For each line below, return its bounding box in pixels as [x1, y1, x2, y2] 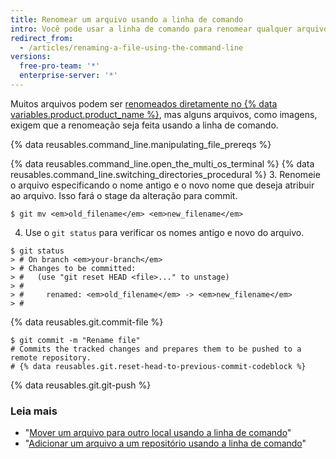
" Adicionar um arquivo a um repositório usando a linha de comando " [24, 437, 307, 450]
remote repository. [10, 352, 92, 363]
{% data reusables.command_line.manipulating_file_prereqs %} [10, 138, 272, 150]
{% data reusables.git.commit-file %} [10, 316, 164, 328]
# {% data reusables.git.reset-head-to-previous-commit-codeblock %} [10, 361, 307, 371]
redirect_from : [10, 33, 74, 43]
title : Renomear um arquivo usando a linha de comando [10, 14, 244, 25]
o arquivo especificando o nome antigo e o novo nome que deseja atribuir [10, 179, 315, 191]
